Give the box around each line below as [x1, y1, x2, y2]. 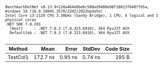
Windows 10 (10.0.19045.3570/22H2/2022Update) [5, 9, 103, 14]
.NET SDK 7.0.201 [5, 22, 41, 27]
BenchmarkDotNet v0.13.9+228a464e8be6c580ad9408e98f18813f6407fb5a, [5, 4, 150, 9]
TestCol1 [7, 54, 29, 61]
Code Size [105, 45, 130, 52]
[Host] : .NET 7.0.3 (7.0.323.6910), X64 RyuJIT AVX [9, 26, 130, 31]
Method [8, 45, 28, 52]
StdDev [82, 45, 101, 52]
